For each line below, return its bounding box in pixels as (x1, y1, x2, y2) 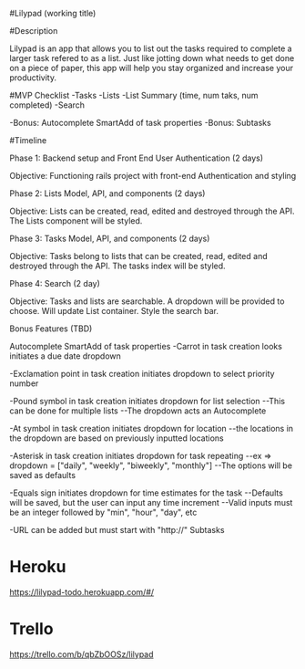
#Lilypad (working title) (9, 8, 97, 18)
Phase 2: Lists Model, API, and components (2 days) (9, 188, 206, 199)
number (9, 378, 39, 389)
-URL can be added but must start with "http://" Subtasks (9, 525, 225, 535)
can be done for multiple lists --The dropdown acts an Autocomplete (9, 405, 267, 416)
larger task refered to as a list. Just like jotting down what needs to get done (9, 53, 295, 63)
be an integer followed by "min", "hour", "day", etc (9, 507, 198, 517)
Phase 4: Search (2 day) (9, 278, 100, 288)
